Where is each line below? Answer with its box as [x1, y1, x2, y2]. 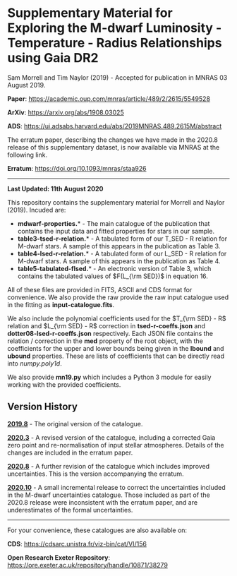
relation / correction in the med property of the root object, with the [7, 337, 203, 345]
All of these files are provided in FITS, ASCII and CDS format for [7, 285, 193, 294]
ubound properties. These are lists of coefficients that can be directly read [7, 352, 224, 360]
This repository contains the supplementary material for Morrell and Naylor [7, 198, 225, 206]
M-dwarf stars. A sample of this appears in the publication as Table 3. [17, 241, 221, 250]
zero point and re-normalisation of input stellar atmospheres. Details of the [7, 440, 224, 449]
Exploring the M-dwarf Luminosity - [7, 20, 222, 36]
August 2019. [7, 80, 46, 89]
